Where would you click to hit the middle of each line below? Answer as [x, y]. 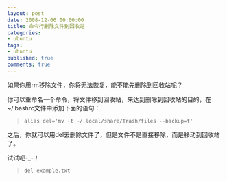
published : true [30, 58]
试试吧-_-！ [23, 158]
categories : [24, 33]
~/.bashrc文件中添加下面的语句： [54, 108]
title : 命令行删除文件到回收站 [46, 26]
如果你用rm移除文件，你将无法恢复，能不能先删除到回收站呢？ [95, 85]
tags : [15, 45]
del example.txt [47, 171]
